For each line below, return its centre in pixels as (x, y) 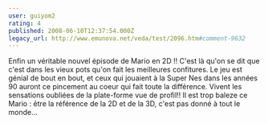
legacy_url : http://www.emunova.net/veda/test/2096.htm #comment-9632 (127, 38)
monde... (23, 113)
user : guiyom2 (32, 16)
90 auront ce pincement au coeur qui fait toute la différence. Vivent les (125, 87)
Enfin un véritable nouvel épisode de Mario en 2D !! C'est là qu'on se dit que (134, 61)
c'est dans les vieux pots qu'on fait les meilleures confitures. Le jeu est (125, 70)
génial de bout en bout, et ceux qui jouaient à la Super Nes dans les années (133, 78)
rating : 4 (25, 23)
